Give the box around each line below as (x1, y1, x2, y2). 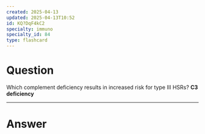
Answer (6, 117, 47, 131)
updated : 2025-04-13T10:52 (6, 15, 75, 21)
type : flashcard (6, 37, 48, 43)
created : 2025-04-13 (6, 9, 59, 15)
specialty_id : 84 (6, 32, 51, 38)
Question (6, 63, 54, 77)
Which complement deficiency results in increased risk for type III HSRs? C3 (6, 83, 198, 91)
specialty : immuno (6, 26, 53, 32)
